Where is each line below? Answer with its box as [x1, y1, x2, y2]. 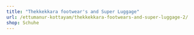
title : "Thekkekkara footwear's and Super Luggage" [6, 8, 139, 15]
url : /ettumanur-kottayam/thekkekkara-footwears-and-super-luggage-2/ [6, 14, 189, 20]
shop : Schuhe [6, 20, 39, 26]
